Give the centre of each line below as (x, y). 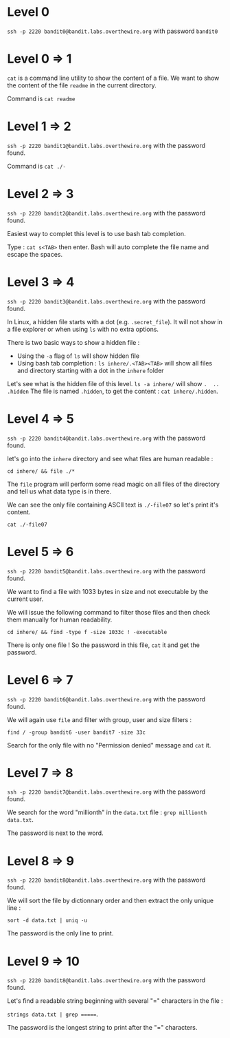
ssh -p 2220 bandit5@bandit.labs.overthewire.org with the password (106, 571)
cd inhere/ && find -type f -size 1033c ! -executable (87, 632)
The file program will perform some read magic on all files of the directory (113, 484)
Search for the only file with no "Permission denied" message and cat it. (109, 745)
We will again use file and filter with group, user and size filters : (100, 719)
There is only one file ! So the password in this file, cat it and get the (104, 645)
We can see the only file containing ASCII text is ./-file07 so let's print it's (113, 505)
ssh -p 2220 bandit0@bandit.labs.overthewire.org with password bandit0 (113, 31)
